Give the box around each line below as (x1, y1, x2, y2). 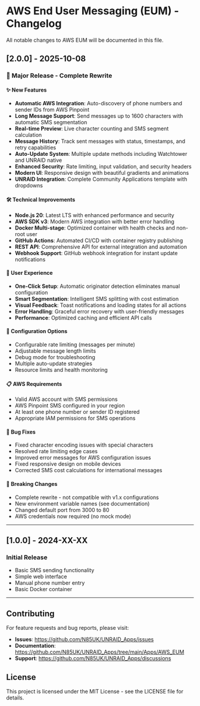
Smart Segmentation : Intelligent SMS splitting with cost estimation (14, 295, 179, 302)
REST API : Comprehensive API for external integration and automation (14, 243, 187, 250)
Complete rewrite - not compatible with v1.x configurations (14, 494, 159, 501)
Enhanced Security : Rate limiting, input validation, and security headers (14, 163, 192, 170)
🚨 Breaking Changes (6, 481, 58, 488)
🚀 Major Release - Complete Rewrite (6, 71, 112, 80)
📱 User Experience (6, 269, 53, 277)
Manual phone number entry (14, 579, 85, 586)
